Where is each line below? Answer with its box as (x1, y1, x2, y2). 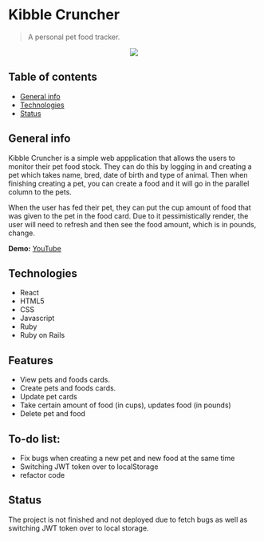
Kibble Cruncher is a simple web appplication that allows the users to (8, 153, 235, 162)
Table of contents (8, 70, 97, 84)
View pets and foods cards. (19, 375, 110, 385)
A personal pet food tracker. (27, 32, 120, 42)
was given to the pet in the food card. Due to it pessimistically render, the (8, 210, 249, 221)
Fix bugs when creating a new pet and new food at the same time (19, 454, 235, 463)
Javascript (19, 314, 55, 323)
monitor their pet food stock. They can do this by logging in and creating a (8, 162, 253, 171)
